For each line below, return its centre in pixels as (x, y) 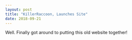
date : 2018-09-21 (23, 19)
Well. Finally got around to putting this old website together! (66, 33)
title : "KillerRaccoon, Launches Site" (47, 14)
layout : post (19, 10)
